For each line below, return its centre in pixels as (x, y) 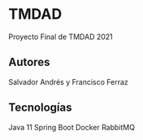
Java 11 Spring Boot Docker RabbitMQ (72, 127)
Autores (29, 62)
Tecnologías (40, 108)
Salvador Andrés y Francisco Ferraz (68, 81)
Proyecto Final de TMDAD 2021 (61, 37)
